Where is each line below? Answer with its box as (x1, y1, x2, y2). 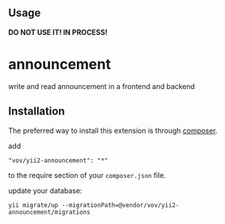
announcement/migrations (8, 208, 91, 216)
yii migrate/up (8, 201, 59, 209)
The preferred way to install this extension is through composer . (8, 126, 218, 135)
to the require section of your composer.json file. (8, 170, 166, 180)
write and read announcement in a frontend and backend (8, 81, 196, 91)
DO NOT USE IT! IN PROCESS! (8, 27, 108, 37)
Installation (8, 105, 65, 118)
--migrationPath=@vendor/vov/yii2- (61, 201, 180, 209)
